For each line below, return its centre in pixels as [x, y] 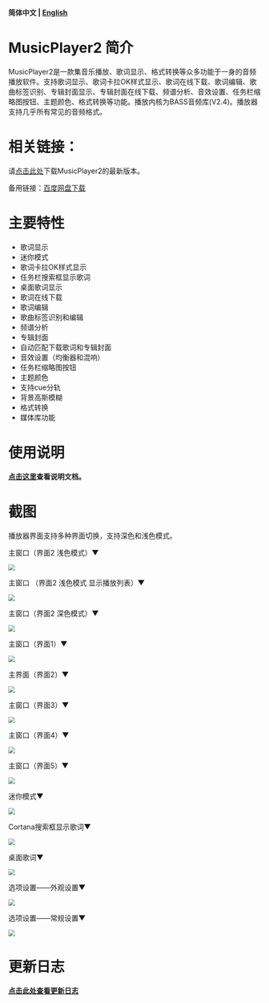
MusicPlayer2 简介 [71, 48]
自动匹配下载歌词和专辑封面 [66, 347]
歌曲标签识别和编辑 [52, 317]
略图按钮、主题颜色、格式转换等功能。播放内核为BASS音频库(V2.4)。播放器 [133, 101]
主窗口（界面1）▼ [38, 644]
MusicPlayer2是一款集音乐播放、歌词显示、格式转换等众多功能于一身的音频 [132, 71]
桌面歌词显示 [41, 287]
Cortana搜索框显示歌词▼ [50, 827]
